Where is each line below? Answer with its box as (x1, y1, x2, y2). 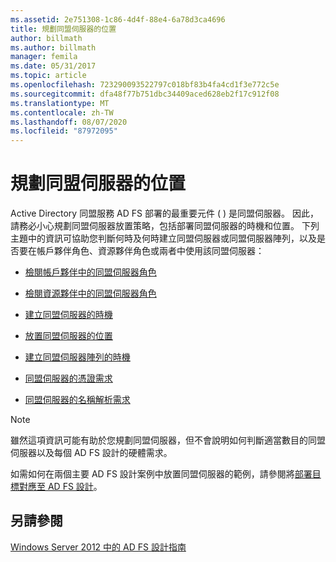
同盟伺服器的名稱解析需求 (24, 394, 131, 406)
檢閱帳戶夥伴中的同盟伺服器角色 (24, 266, 157, 278)
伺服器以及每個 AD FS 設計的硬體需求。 (10, 447, 173, 459)
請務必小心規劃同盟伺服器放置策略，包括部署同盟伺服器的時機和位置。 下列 (10, 220, 320, 232)
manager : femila (10, 52, 78, 62)
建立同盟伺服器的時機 (24, 309, 113, 321)
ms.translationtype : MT (10, 98, 110, 108)
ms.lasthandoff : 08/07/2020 (10, 117, 128, 127)
